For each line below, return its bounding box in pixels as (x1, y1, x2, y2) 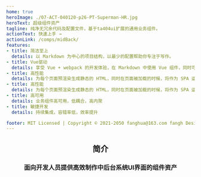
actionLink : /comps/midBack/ (6, 37, 79, 43)
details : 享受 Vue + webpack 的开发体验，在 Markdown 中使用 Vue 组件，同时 (11, 64, 192, 71)
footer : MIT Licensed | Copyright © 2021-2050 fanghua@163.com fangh (6, 120, 184, 126)
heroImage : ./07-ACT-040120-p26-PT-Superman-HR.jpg (6, 14, 138, 20)
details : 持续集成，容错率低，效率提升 (11, 109, 99, 115)
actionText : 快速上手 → (6, 31, 62, 37)
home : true (6, 8, 33, 15)
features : (6, 43, 31, 49)
